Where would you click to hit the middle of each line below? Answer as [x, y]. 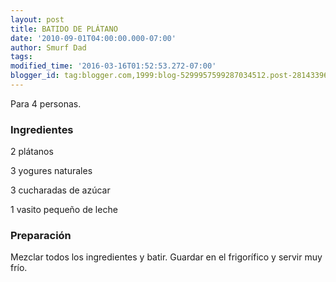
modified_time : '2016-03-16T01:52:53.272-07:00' [113, 66]
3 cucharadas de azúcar [60, 190]
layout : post [37, 19]
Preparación [41, 236]
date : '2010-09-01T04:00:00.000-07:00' [93, 38]
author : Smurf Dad [48, 47]
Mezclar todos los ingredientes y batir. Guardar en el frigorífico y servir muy [166, 257]
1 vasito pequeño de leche [64, 210]
